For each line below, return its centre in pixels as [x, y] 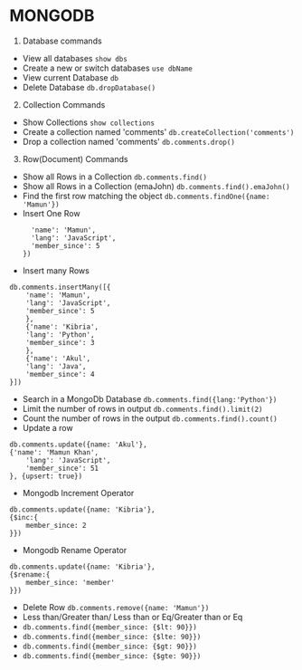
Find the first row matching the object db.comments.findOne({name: [146, 196]
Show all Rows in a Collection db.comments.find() [115, 177]
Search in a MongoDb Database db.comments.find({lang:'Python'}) [150, 398]
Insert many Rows [56, 270]
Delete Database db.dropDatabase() [89, 87]
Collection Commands [64, 104]
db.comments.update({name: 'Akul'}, [78, 445]
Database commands [62, 41]
